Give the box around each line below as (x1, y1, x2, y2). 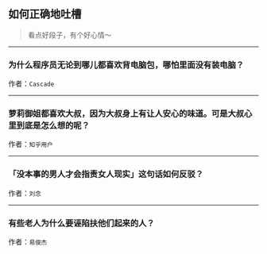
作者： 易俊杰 (8, 237, 48, 246)
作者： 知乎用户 (8, 140, 53, 149)
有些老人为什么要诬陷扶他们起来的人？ (8, 217, 155, 229)
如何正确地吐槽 (8, 7, 82, 21)
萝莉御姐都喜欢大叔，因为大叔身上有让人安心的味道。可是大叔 (8, 108, 245, 119)
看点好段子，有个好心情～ (27, 30, 112, 40)
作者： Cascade (8, 79, 55, 89)
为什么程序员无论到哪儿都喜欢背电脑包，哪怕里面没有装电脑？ (8, 59, 245, 70)
